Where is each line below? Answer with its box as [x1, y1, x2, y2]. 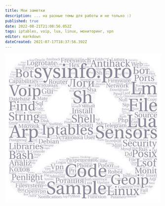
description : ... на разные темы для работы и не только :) [5, 13, 132, 18]
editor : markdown [5, 34, 41, 39]
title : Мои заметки [5, 8, 45, 13]
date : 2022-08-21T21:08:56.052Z [5, 24, 72, 29]
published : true [5, 18, 39, 23]
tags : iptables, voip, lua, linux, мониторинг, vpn [5, 29, 114, 34]
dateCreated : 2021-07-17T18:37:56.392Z [5, 40, 87, 45]
